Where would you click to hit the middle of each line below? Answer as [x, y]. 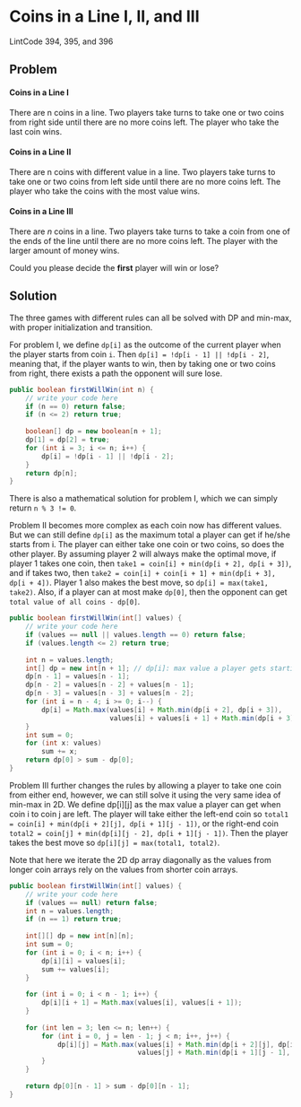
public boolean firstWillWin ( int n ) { [82, 389]
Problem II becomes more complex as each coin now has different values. [146, 526]
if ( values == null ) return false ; [92, 902]
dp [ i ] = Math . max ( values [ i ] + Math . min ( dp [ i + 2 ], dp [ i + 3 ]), [162, 710]
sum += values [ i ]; [76, 969]
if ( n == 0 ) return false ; [76, 406]
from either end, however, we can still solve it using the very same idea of [145, 795]
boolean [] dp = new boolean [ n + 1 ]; [94, 431]
